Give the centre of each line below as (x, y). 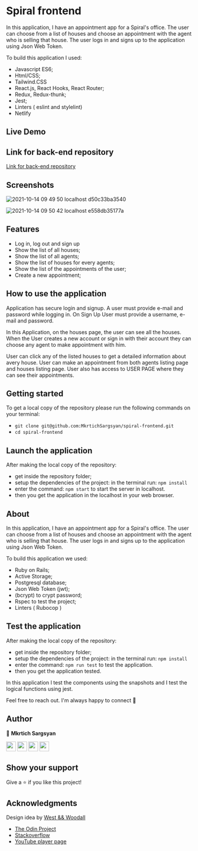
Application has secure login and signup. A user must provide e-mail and (95, 308)
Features (23, 229)
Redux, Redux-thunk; (40, 94)
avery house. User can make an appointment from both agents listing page (97, 362)
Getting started (35, 393)
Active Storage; (34, 577)
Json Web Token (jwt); (42, 589)
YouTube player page (40, 842)
